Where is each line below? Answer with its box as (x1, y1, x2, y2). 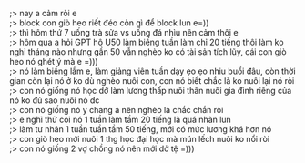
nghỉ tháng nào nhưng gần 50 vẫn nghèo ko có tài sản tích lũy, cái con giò (9, 46, 287, 57)
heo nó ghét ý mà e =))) (9, 56, 98, 66)
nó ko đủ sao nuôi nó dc (9, 95, 100, 106)
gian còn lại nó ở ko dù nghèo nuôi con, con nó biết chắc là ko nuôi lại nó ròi (9, 76, 295, 86)
